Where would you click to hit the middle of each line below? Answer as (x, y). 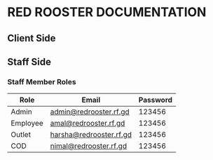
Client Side (32, 38)
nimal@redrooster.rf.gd (89, 146)
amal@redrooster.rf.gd (88, 124)
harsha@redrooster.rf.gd (91, 135)
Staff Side (29, 61)
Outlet (21, 135)
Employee (27, 124)
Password (156, 100)
